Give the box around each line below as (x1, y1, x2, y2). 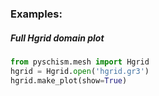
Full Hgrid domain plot (10, 32, 105, 44)
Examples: (10, 7, 63, 21)
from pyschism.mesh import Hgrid (10, 57, 150, 67)
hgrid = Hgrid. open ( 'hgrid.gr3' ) (10, 66, 150, 76)
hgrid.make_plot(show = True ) (10, 75, 128, 86)
